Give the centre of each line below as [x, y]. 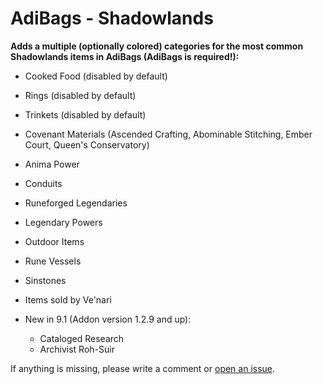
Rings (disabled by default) [80, 95]
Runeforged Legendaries [76, 203]
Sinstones [45, 280]
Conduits [43, 183]
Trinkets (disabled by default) [85, 114]
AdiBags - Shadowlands [112, 18]
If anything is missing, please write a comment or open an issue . [143, 368]
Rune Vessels [53, 261]
